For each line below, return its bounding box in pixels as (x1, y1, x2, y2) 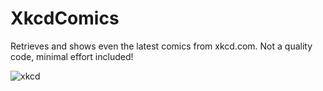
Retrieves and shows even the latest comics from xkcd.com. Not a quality (10, 40, 313, 52)
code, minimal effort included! (10, 50, 134, 62)
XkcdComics (10, 7, 120, 30)
